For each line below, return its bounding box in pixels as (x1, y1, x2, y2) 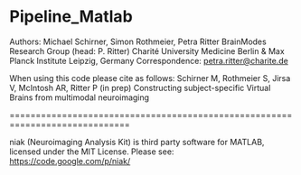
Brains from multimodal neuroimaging (9, 92, 150, 103)
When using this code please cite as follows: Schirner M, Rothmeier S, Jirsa (9, 72, 291, 83)
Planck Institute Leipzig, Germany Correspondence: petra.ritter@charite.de (9, 55, 289, 66)
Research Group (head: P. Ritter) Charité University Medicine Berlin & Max (9, 45, 285, 56)
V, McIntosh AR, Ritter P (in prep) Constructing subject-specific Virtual (9, 82, 271, 93)
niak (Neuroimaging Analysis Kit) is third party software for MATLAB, (9, 136, 265, 147)
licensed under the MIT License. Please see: (9, 146, 174, 157)
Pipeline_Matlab (9, 6, 133, 27)
